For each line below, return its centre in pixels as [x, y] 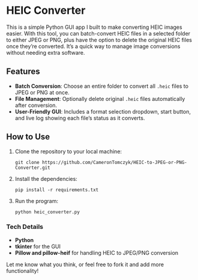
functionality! [22, 270]
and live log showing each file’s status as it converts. [80, 118]
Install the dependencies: [46, 178]
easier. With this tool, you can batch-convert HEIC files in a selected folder [98, 33]
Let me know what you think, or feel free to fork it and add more [85, 264]
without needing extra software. [46, 52]
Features [23, 72]
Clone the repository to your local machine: [68, 151]
